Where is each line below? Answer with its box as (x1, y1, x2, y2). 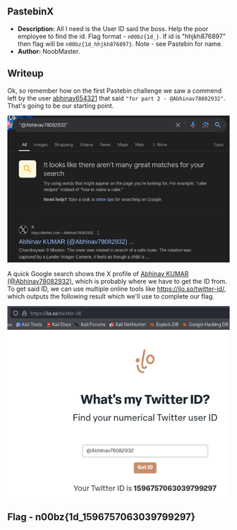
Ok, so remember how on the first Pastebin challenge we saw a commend (7, 86, 222, 95)
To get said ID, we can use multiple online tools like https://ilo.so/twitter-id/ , (7, 284, 226, 293)
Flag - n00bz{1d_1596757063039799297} (7, 511, 196, 523)
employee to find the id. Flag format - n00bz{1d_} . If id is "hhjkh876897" (17, 32, 226, 40)
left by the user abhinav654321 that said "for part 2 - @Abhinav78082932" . (7, 93, 226, 102)
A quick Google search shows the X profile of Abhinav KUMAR (7, 269, 189, 278)
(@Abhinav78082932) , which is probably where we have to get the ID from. (7, 277, 227, 285)
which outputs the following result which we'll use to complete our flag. (7, 292, 215, 300)
